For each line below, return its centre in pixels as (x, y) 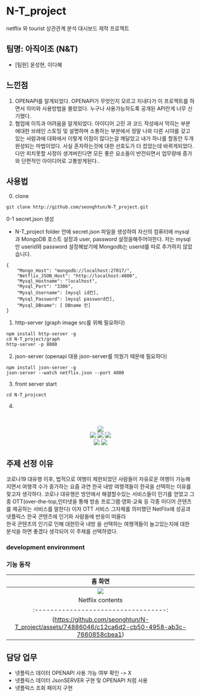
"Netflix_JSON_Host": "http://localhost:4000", (77, 276)
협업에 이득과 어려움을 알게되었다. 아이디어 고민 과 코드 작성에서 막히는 (97, 123)
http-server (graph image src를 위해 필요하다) (70, 323)
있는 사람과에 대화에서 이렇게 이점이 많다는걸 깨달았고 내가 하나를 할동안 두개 (104, 138)
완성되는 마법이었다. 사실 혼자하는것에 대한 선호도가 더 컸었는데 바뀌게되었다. (104, 146)
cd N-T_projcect (26, 395)
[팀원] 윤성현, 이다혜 (38, 65)
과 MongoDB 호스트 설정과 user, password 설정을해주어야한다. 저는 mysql (103, 239)
